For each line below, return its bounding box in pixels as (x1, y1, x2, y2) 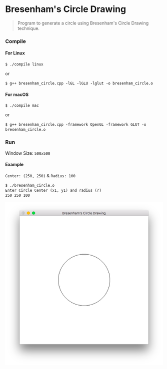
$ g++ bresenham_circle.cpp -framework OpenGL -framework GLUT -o (5, 122, 146, 127)
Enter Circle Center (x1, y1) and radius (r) (5, 188, 101, 193)
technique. (17, 25, 40, 31)
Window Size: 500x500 (5, 150, 50, 156)
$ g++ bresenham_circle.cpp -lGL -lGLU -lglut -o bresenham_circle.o (5, 81, 153, 86)
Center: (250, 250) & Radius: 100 (5, 172, 76, 178)
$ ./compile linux (5, 62, 43, 67)
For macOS (5, 91, 29, 97)
